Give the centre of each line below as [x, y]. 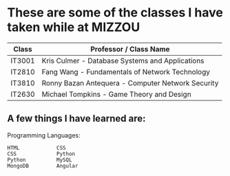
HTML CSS [37, 148]
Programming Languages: [44, 135]
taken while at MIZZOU [74, 27]
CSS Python [41, 154]
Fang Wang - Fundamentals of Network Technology [126, 71]
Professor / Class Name [130, 49]
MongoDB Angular [43, 166]
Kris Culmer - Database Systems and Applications [123, 60]
